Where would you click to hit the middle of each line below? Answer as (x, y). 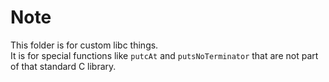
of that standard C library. (63, 66)
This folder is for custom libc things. (84, 45)
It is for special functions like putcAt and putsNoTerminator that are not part (164, 55)
